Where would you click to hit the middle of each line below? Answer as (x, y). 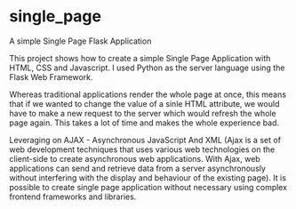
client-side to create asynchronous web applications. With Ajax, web (135, 158)
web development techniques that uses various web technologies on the (142, 149)
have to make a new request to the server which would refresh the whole (143, 113)
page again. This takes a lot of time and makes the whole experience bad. (144, 123)
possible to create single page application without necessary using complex (148, 187)
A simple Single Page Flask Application (80, 41)
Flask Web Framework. (51, 76)
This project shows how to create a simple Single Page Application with (140, 58)
